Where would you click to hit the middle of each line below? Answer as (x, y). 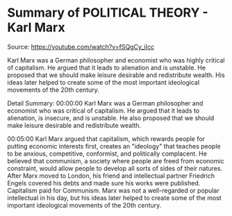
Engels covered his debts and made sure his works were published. (104, 183)
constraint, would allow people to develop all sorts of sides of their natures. (115, 168)
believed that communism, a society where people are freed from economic (116, 160)
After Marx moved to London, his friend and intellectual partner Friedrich (111, 176)
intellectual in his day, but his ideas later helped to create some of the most (115, 198)
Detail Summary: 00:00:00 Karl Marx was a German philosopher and (105, 103)
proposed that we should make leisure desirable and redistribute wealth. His (116, 75)
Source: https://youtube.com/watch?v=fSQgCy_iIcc (81, 47)
